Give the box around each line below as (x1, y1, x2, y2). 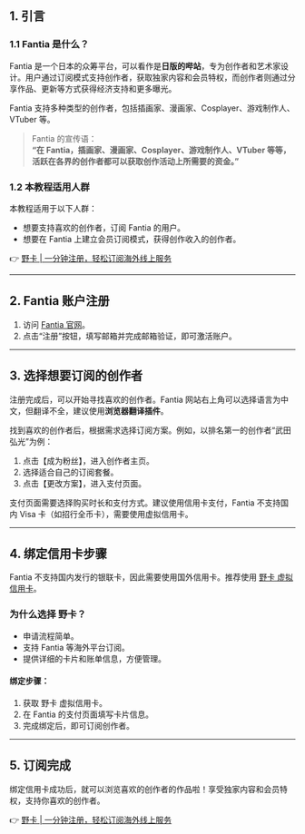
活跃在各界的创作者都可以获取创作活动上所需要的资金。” (31, 155, 240, 166)
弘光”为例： (9, 436, 54, 446)
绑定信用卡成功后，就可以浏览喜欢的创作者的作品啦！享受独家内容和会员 (9, 783, 280, 794)
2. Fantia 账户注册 (9, 293, 111, 309)
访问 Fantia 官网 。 (22, 319, 91, 329)
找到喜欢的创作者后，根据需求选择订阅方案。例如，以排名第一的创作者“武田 (9, 425, 292, 436)
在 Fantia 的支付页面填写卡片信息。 (22, 709, 154, 720)
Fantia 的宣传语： (31, 132, 97, 143)
